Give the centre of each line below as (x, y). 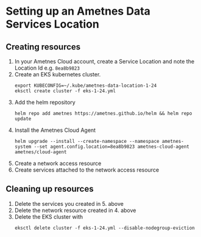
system (23, 147)
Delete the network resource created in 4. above (75, 210)
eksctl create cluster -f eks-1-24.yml (65, 91)
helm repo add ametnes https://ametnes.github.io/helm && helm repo (103, 114)
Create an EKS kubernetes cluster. (58, 74)
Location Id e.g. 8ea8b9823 (47, 68)
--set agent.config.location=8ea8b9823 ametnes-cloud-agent (111, 147)
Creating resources (43, 47)
